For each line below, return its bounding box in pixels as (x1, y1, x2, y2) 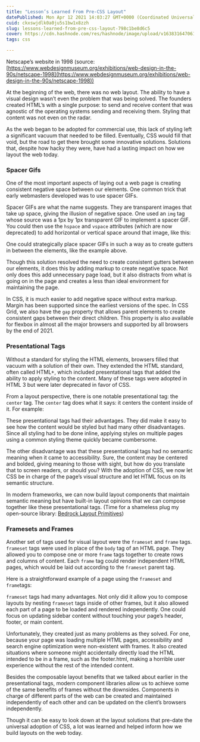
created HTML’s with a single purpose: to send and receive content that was (6, 101, 193, 108)
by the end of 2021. (6, 327, 54, 334)
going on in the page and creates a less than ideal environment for (6, 278, 169, 285)
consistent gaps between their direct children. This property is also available (6, 315, 193, 322)
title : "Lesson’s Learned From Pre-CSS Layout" (6, 8, 127, 15)
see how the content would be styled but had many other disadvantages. (6, 423, 186, 430)
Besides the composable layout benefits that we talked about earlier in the (6, 673, 188, 681)
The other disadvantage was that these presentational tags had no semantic (6, 447, 193, 454)
